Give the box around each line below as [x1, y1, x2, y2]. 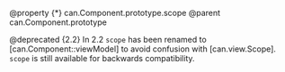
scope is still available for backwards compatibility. [9, 53, 195, 63]
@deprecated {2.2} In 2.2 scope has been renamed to [9, 35, 207, 44]
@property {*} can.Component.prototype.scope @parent [9, 8, 221, 18]
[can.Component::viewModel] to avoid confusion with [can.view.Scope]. [9, 44, 277, 54]
